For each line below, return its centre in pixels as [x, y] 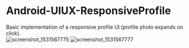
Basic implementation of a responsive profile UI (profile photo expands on [95, 27]
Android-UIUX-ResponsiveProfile [88, 11]
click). [13, 33]
